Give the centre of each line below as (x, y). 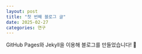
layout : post (22, 11)
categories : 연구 (26, 28)
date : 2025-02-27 (27, 22)
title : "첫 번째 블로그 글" (36, 17)
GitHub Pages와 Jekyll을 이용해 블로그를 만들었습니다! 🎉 (71, 45)
